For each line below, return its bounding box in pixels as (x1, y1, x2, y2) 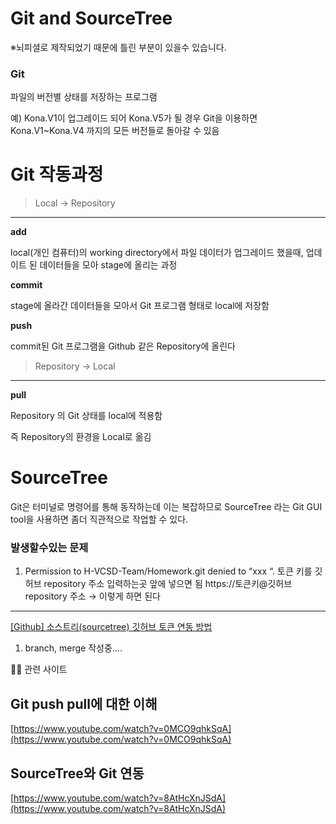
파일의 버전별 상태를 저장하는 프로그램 (10, 91, 158, 103)
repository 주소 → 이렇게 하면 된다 (24, 590, 161, 602)
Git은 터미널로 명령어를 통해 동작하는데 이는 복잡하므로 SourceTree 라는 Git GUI (10, 501, 323, 513)
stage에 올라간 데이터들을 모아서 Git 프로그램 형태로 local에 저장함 (10, 300, 270, 312)
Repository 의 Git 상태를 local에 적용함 (10, 410, 163, 422)
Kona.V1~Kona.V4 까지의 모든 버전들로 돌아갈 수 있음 (10, 125, 220, 137)
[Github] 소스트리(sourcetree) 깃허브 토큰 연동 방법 (10, 621, 213, 633)
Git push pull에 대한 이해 (10, 695, 158, 712)
